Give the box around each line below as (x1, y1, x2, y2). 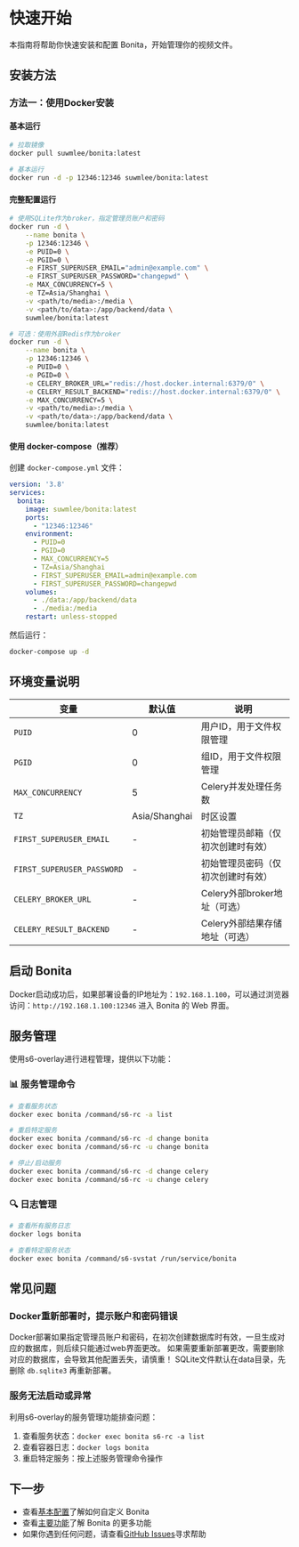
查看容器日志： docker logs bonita (21, 1441, 149, 1452)
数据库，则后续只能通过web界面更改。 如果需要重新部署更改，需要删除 (24, 1343, 285, 1354)
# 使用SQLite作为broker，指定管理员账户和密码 (9, 215, 165, 223)
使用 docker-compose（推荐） (9, 441, 124, 451)
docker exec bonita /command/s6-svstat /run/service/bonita (9, 1254, 238, 1263)
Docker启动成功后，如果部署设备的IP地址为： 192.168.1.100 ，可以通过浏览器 (9, 989, 290, 1000)
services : (9, 489, 46, 498)
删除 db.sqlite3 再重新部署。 (9, 1365, 117, 1376)
